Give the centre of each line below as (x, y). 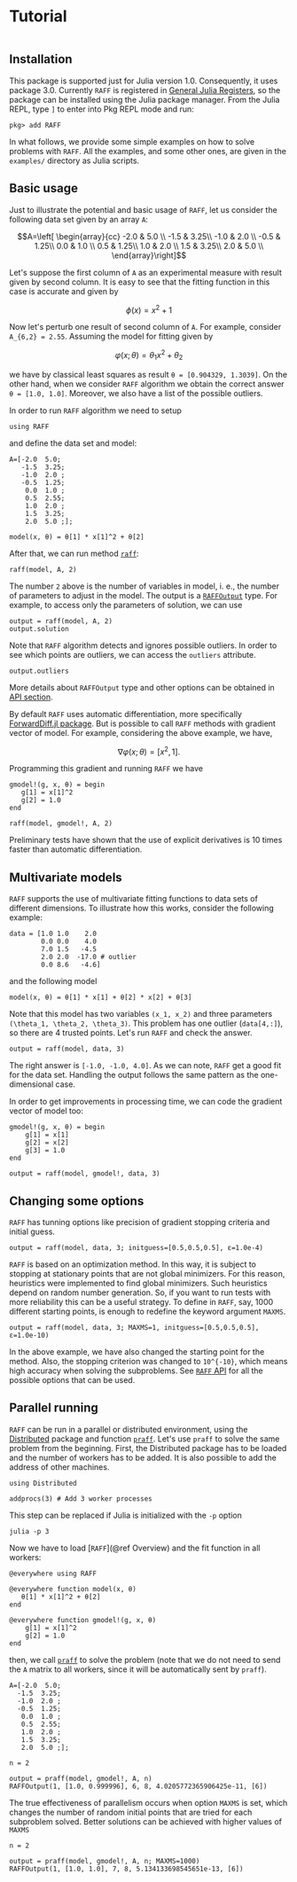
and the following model (53, 981)
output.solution (39, 629)
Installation (41, 59)
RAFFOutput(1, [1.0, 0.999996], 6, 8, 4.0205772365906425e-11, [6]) (138, 1786)
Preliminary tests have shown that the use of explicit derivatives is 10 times (146, 840)
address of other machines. (59, 1467)
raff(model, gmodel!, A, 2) (61, 824)
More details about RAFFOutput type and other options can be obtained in (142, 687)
